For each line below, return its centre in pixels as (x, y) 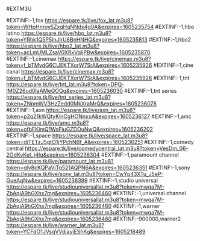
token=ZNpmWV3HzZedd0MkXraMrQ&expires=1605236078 (81, 104)
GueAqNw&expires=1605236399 (47, 180)
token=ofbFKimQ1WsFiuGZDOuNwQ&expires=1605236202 (80, 129)
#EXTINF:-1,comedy (169, 142)
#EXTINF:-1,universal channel (150, 193)
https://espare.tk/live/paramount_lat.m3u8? (60, 161)
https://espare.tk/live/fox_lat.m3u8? (89, 20)
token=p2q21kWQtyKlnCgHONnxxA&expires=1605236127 (78, 116)
